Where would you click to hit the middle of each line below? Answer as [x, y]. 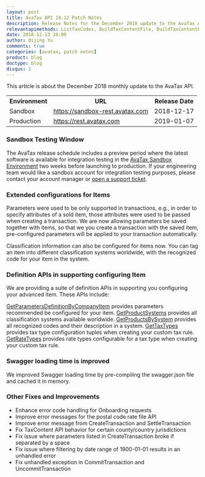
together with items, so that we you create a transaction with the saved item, [103, 227]
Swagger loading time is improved [58, 361]
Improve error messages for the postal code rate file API [86, 416]
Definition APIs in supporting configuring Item [76, 275]
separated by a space [42, 442]
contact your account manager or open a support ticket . [77, 179]
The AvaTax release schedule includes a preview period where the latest [97, 153]
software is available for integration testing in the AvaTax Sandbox [89, 159]
